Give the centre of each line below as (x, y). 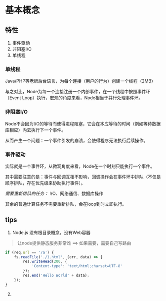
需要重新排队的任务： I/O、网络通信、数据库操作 (54, 193)
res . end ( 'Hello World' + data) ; (56, 276)
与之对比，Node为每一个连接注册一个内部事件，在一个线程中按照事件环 (78, 92)
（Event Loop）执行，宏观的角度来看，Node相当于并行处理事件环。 (74, 98)
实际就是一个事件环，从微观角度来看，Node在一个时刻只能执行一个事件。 (80, 166)
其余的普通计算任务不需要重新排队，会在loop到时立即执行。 (66, 204)
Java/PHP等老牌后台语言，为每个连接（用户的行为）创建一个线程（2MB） (80, 81)
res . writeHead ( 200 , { (45, 262)
